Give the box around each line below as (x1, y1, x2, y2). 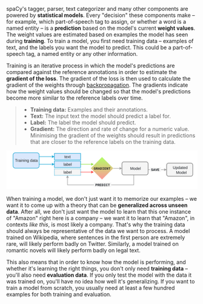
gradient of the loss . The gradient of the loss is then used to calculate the (6, 75, 191, 82)
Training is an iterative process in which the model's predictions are (6, 62, 175, 69)
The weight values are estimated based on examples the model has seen (6, 31, 188, 38)
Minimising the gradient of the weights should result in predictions (30, 132, 196, 139)
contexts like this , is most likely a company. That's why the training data (6, 221, 185, 228)
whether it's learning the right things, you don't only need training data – (6, 265, 188, 272)
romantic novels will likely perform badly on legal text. (6, 247, 141, 254)
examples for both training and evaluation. (6, 291, 112, 298)
